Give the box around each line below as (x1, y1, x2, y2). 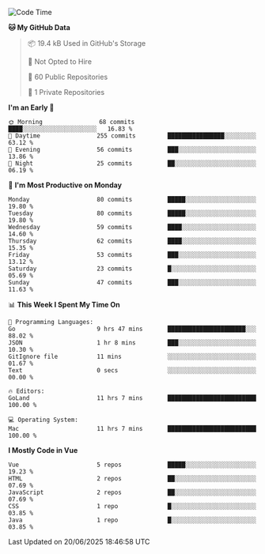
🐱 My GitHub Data (8, 23, 71, 32)
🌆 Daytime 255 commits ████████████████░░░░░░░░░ (8, 132, 257, 140)
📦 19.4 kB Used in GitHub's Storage (27, 39, 146, 47)
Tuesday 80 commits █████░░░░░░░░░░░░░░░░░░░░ (8, 209, 257, 217)
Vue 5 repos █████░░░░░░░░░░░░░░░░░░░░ (8, 461, 257, 469)
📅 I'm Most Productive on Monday (8, 180, 123, 190)
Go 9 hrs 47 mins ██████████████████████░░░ (8, 325, 257, 333)
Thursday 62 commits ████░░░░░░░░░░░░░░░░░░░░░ (8, 237, 257, 245)
